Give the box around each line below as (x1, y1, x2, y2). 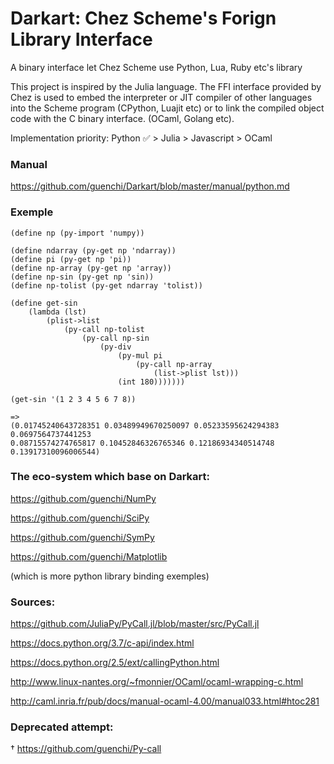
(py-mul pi (117, 350, 163, 361)
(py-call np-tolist (63, 324, 145, 334)
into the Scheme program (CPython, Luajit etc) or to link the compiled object (10, 102, 325, 114)
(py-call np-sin (81, 333, 150, 343)
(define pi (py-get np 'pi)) (10, 254, 132, 264)
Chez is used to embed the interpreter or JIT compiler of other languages (10, 91, 313, 103)
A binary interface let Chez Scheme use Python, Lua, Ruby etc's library (10, 61, 303, 73)
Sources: (10, 595, 56, 609)
